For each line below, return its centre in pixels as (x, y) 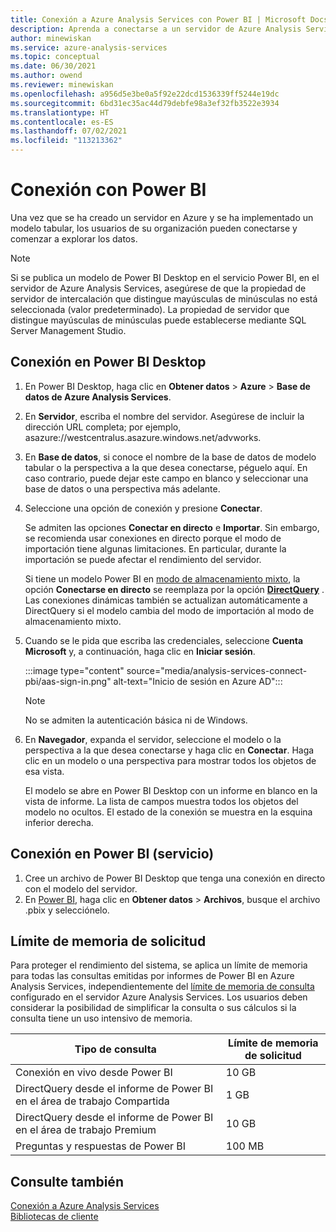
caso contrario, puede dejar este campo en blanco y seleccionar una (166, 478)
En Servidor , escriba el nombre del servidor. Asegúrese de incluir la (164, 416)
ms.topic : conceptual (55, 57)
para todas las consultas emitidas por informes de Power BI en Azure (152, 976)
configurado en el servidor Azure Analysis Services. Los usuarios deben (159, 997)
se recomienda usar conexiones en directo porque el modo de (153, 538)
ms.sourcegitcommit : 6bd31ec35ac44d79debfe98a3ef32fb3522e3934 (145, 103)
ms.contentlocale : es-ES (62, 122)
